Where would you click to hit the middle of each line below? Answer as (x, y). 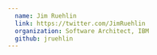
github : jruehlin (44, 38)
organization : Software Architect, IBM (82, 31)
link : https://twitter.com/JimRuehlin (81, 23)
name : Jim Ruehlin (46, 16)
